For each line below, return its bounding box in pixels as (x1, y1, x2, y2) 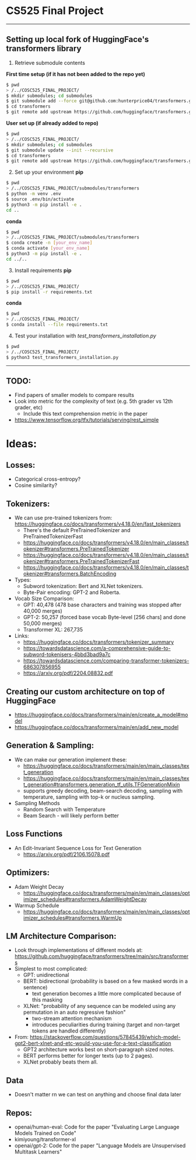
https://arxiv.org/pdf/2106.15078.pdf (23, 851, 110, 858)
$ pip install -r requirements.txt (6, 289, 93, 295)
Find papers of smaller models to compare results (14, 392, 134, 399)
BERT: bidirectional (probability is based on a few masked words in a (23, 978, 188, 985)
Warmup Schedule (14, 902, 60, 909)
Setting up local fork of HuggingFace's (6, 34, 149, 44)
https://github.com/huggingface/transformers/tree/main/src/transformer (14, 953, 188, 960)
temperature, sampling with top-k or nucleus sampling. (23, 793, 156, 800)
